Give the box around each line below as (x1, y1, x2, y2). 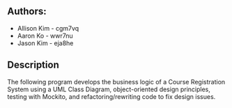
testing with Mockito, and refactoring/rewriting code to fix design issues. (7, 92, 216, 100)
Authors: (7, 6, 47, 17)
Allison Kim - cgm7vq (17, 24, 79, 32)
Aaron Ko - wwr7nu (17, 31, 73, 40)
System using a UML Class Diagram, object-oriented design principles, (7, 85, 211, 93)
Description (7, 59, 59, 71)
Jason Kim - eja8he (17, 38, 74, 47)
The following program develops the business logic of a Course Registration (7, 77, 226, 86)
